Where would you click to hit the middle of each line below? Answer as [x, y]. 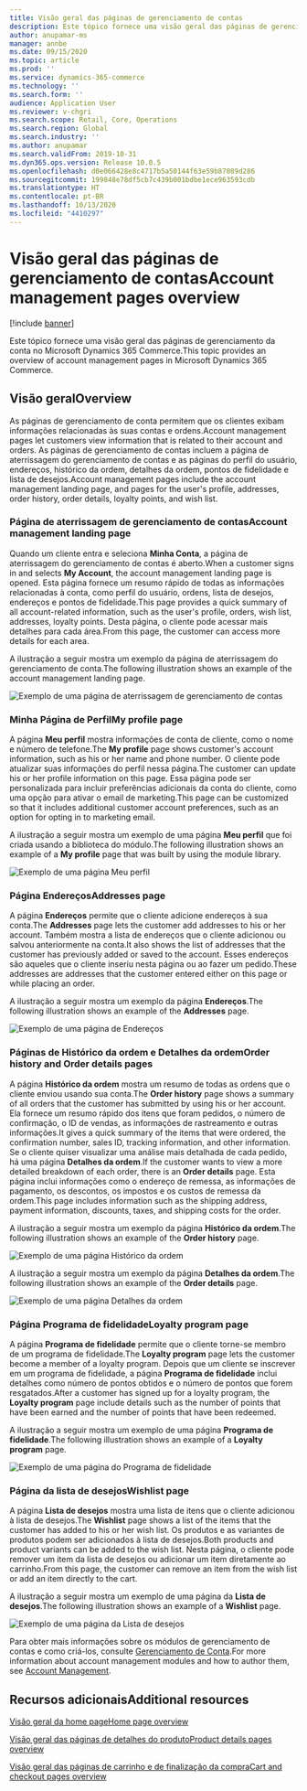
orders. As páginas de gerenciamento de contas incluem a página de [139, 450]
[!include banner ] [42, 323]
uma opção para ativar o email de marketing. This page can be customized [149, 798]
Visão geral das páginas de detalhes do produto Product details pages [141, 1740]
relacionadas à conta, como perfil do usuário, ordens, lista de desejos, [142, 592]
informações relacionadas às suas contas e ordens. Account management [148, 430]
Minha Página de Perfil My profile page [96, 719]
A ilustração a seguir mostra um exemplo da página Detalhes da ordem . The [152, 1273]
